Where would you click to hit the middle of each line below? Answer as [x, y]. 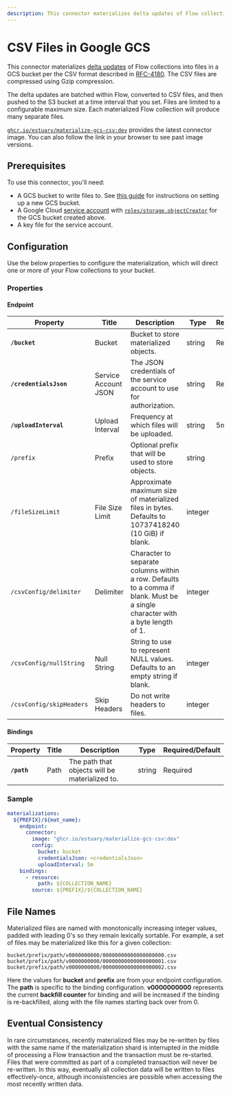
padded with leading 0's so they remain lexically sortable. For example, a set [115, 935]
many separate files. [36, 116]
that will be [148, 454]
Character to [151, 553]
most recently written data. [45, 1084]
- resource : [42, 877]
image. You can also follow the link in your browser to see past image [105, 137]
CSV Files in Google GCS [79, 47]
